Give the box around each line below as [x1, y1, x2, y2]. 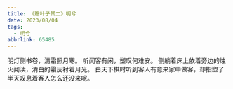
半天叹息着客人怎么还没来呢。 [7, 74, 93, 83]
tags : [7, 23, 23, 30]
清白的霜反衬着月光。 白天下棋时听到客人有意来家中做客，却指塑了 [31, 65, 225, 74]
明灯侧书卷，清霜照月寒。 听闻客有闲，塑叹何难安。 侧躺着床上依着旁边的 [7, 57, 220, 65]
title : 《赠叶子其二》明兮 [7, 10, 77, 18]
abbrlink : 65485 [7, 36, 55, 43]
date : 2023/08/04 [7, 17, 58, 24]
